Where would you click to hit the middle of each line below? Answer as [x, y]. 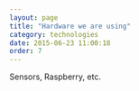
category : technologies [54, 34]
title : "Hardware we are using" [70, 26]
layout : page [34, 18]
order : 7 [26, 51]
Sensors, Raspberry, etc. [56, 77]
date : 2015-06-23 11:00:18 [60, 43]
